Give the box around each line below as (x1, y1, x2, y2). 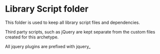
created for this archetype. (5, 34, 59, 40)
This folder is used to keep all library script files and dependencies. (5, 19, 140, 25)
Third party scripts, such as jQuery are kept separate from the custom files (5, 29, 155, 35)
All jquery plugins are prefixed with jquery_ (5, 43, 91, 49)
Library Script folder (5, 3, 89, 15)
